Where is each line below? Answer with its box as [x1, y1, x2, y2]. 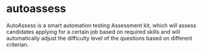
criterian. [6, 41, 29, 48]
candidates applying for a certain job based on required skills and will [6, 28, 181, 35]
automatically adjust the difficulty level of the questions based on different [6, 34, 193, 42]
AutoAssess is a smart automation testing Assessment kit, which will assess [6, 22, 197, 29]
